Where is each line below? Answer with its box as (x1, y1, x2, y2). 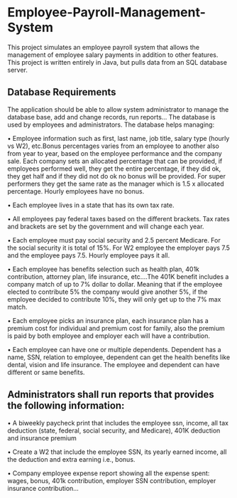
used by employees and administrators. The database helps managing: (7, 120, 215, 129)
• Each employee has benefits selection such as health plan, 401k (7, 265, 200, 273)
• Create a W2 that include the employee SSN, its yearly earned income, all (7, 447, 227, 456)
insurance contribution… (7, 484, 79, 492)
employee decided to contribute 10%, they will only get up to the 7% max (7, 295, 221, 303)
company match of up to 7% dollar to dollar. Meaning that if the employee (7, 280, 223, 288)
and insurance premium (7, 433, 77, 442)
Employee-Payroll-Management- (7, 4, 206, 21)
